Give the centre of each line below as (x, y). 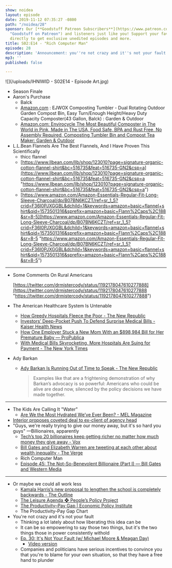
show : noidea (19, 10)
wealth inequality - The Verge (52, 453)
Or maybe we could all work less (47, 484)
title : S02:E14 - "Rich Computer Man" (47, 44)
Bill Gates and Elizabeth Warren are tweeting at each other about (89, 448)
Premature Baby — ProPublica (52, 338)
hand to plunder (37, 560)
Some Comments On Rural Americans (53, 275)
